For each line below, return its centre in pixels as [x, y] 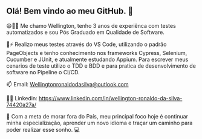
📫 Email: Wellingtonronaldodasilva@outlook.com [67, 84]
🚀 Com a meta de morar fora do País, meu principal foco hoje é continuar [97, 116]
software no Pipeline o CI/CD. [43, 72]
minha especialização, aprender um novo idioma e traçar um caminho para [99, 123]
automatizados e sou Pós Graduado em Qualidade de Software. [86, 32]
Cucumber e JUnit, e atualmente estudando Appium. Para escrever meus [97, 59]
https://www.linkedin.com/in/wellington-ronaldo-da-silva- [110, 98]
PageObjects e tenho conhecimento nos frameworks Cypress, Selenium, [97, 53]
